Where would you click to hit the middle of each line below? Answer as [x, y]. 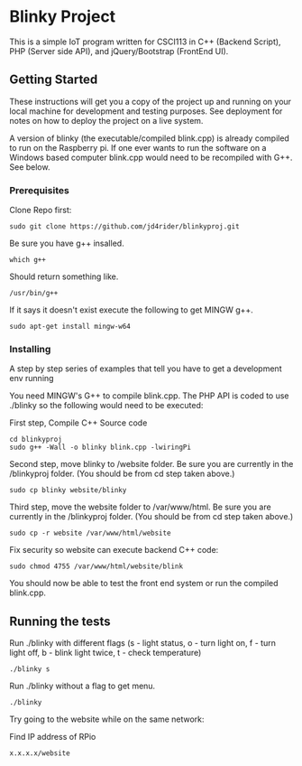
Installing [30, 349]
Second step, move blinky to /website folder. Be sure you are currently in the [151, 464]
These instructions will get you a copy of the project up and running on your [150, 101]
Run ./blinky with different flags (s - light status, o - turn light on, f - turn [143, 643]
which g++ [28, 260]
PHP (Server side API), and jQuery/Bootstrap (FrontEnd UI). [119, 51]
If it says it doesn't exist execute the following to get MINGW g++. [132, 310]
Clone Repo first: [41, 210]
